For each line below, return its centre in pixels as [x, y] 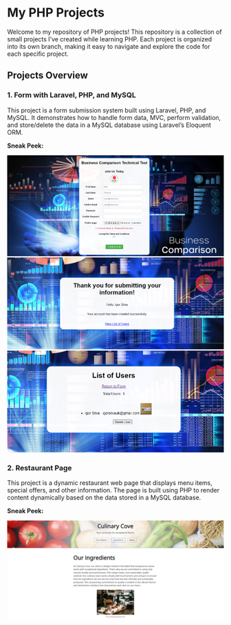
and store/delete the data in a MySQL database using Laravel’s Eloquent [109, 125]
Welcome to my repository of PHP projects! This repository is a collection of [114, 32]
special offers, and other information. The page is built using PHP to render [113, 490]
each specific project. [38, 54]
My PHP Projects [56, 13]
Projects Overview [47, 76]
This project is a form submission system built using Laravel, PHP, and [107, 110]
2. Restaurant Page [40, 468]
